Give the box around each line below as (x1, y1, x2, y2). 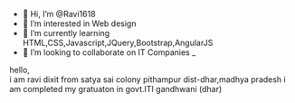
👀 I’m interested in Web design (22, 18, 137, 29)
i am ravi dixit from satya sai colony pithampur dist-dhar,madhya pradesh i (9, 74, 287, 85)
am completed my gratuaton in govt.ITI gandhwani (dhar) (9, 84, 223, 94)
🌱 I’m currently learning (22, 28, 110, 38)
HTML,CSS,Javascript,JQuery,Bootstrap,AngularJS (22, 37, 214, 48)
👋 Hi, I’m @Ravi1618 (22, 9, 97, 19)
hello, (9, 64, 30, 75)
